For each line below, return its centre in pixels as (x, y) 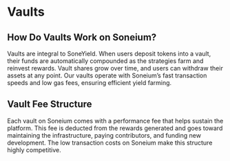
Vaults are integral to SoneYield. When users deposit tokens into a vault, (109, 53)
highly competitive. (34, 150)
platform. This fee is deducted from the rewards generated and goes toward (115, 128)
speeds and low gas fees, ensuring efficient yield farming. (90, 83)
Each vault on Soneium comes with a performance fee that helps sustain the (115, 121)
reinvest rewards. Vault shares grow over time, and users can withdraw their (115, 68)
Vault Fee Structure (50, 104)
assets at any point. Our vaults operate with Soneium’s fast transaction (107, 75)
